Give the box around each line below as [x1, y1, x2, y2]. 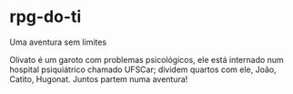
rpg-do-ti [9, 6, 82, 27]
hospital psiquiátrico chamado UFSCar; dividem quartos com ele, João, [9, 64, 277, 75]
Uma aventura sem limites [9, 37, 107, 47]
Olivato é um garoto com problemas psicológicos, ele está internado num [9, 54, 284, 65]
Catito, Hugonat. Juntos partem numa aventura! [9, 73, 188, 84]
